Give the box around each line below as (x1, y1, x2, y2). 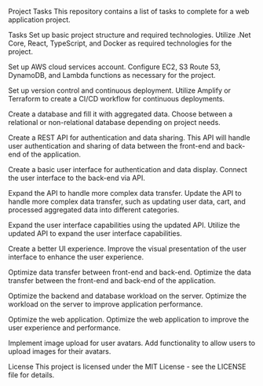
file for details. (8, 370, 55, 380)
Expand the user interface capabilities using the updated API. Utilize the (8, 220, 241, 230)
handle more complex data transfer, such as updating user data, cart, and (8, 197, 246, 206)
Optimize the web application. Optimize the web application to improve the (8, 314, 250, 324)
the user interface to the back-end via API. (8, 173, 145, 182)
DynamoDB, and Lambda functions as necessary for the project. (8, 71, 216, 79)
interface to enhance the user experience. (8, 252, 144, 262)
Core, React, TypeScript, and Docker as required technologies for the (8, 39, 232, 48)
